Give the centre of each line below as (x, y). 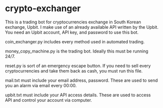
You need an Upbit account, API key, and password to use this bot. (72, 32)
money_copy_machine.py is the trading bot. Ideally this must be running (77, 51)
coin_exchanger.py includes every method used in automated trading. (75, 41)
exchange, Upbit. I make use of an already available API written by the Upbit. (82, 27)
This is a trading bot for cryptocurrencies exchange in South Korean (73, 22)
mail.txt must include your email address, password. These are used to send (81, 80)
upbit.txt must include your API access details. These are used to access (78, 95)
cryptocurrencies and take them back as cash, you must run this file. (74, 71)
